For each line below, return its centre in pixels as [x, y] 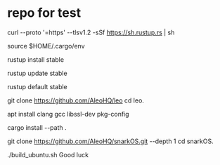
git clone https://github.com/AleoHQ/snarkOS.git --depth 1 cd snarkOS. [110, 141]
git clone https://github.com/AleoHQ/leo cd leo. [76, 100]
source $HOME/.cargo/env [46, 46]
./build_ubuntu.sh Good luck [48, 154]
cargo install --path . [37, 127]
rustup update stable [38, 73]
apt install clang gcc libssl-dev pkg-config [68, 114]
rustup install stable [36, 59]
